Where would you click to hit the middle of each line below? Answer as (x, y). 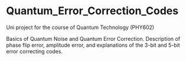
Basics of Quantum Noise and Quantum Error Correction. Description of (93, 38)
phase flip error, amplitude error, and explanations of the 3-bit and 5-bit (93, 45)
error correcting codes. (35, 51)
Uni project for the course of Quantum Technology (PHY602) (80, 27)
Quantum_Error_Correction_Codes (92, 11)
